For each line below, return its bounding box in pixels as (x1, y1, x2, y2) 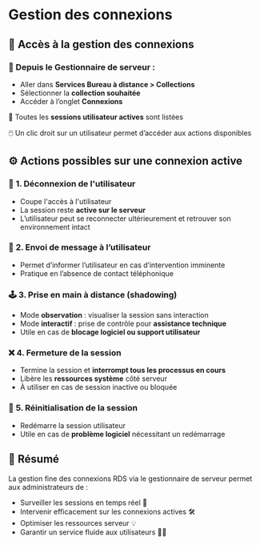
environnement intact (19, 222, 90, 231)
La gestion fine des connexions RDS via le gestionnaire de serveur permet (8, 474, 253, 483)
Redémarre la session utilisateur (19, 420, 126, 430)
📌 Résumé (8, 452, 60, 466)
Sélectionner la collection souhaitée (19, 88, 141, 98)
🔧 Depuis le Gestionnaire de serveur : (8, 62, 156, 73)
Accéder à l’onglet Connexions (19, 96, 123, 106)
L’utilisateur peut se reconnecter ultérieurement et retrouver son (19, 214, 232, 223)
